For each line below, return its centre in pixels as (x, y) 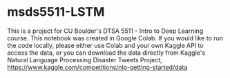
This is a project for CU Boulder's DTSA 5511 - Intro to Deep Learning (105, 31)
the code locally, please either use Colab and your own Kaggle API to (105, 45)
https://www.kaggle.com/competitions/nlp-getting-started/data (97, 67)
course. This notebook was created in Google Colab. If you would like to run (115, 38)
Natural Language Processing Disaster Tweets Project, (85, 60)
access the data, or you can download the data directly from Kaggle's (106, 53)
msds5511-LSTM (56, 12)
